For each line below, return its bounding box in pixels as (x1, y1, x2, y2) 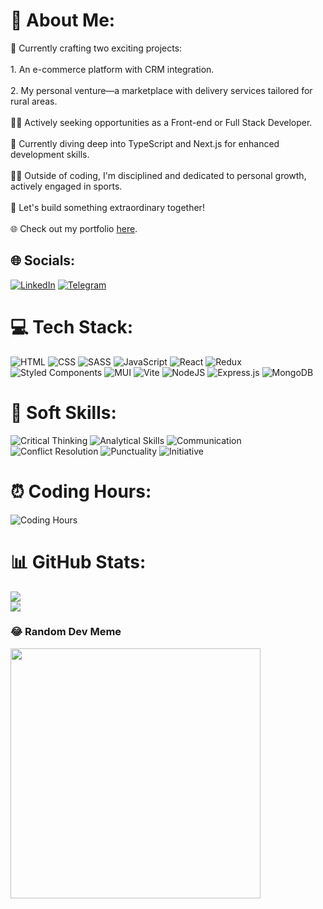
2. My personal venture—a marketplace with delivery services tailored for (10, 84, 313, 96)
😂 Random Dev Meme (10, 625, 122, 639)
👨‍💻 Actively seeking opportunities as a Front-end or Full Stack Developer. (10, 116, 313, 128)
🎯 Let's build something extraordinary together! (10, 201, 205, 213)
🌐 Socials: (10, 252, 76, 269)
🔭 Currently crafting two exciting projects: (10, 42, 183, 54)
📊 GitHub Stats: (10, 550, 147, 573)
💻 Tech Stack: (10, 315, 134, 338)
